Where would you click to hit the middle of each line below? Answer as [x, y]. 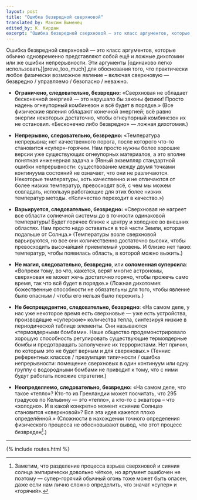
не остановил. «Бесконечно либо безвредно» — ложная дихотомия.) [101, 124]
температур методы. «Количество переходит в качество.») [89, 198]
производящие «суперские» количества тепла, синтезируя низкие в [101, 320]
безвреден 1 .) [30, 431]
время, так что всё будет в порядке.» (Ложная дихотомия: [88, 284]
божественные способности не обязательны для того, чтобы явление [102, 289]
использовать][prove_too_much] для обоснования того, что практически [97, 69]
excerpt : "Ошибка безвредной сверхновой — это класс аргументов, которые [98, 34]
